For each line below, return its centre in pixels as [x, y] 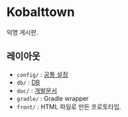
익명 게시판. [23, 32]
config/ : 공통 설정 [42, 75]
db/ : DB [28, 82]
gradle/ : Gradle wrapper [53, 98]
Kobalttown [41, 12]
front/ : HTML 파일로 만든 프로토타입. [69, 107]
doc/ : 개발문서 [37, 91]
